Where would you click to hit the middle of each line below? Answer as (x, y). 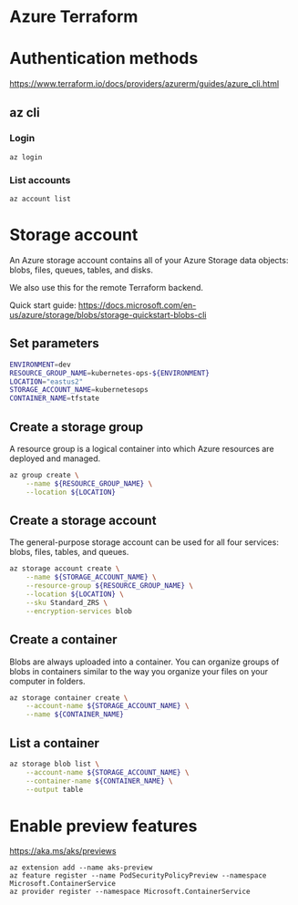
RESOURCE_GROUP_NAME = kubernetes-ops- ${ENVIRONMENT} (109, 373)
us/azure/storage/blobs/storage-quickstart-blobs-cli (108, 315)
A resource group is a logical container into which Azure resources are (142, 449)
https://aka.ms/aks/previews (63, 851)
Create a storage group (77, 427)
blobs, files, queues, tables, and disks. (81, 270)
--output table (55, 789)
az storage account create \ (65, 569)
